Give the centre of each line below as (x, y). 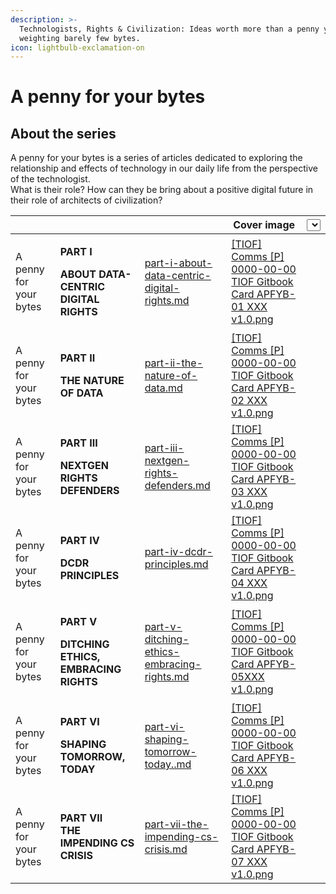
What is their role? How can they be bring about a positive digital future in (162, 190)
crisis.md (166, 849)
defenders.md (177, 486)
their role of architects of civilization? (86, 200)
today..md (168, 764)
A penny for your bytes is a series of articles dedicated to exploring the (156, 158)
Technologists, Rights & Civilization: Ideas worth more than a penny (169, 29)
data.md (163, 388)
